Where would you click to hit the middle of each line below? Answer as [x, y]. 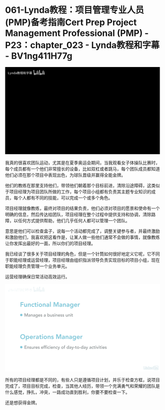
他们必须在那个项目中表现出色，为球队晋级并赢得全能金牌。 [65, 175]
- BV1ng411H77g [39, 56]
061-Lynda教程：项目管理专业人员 [75, 10]
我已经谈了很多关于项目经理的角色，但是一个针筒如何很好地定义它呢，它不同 [82, 254]
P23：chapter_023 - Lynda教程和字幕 [82, 45]
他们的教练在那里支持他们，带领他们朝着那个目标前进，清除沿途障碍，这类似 [82, 186]
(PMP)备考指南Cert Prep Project [71, 22]
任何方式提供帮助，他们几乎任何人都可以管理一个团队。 [74, 221]
